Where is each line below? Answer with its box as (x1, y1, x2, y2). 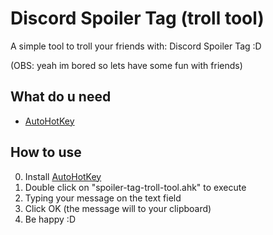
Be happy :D (24, 213, 77, 225)
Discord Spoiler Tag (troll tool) (10, 7, 265, 30)
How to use (10, 144, 82, 161)
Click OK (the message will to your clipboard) (24, 202, 212, 214)
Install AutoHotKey (24, 170, 102, 182)
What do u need (10, 88, 112, 106)
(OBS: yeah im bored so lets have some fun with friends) (10, 59, 243, 71)
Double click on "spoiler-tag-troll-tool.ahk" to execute (24, 181, 247, 193)
